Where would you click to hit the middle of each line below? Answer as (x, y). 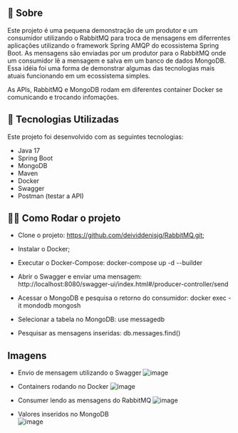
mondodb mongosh (52, 306)
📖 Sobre (25, 13)
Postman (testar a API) (51, 196)
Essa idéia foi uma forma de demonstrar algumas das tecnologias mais (111, 68)
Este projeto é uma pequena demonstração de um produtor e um (103, 30)
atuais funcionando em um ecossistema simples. (79, 75)
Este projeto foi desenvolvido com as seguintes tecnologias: (95, 137)
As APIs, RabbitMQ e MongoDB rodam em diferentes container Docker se (115, 89)
